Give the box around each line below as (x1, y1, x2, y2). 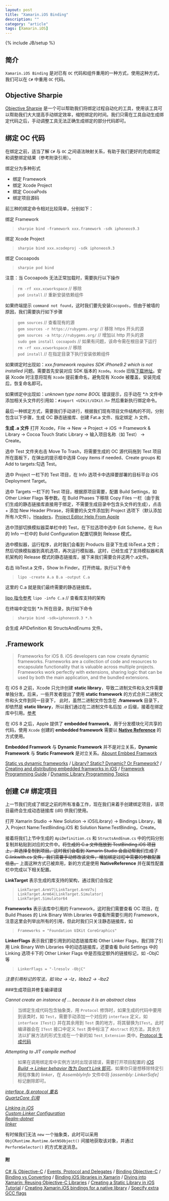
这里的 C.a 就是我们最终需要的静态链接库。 (5, 584, 94, 590)
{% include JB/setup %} (5, 40, 55, 46)
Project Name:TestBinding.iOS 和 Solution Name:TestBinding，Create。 (11, 825, 159, 831)
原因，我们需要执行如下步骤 (5, 308, 63, 314)
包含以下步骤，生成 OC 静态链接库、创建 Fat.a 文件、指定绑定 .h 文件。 (5, 414, 152, 420)
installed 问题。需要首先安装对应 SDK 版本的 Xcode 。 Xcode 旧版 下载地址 (5, 368, 153, 374)
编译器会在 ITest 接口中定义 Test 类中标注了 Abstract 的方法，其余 (17, 1026, 156, 1032)
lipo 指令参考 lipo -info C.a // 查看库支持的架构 (5, 595, 106, 601)
